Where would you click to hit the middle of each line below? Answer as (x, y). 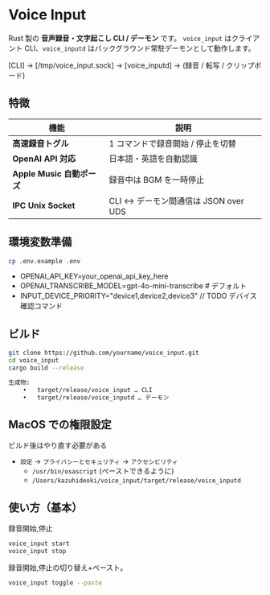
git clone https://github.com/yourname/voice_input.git (104, 353)
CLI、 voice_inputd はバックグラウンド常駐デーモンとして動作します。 (139, 48)
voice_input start (39, 544)
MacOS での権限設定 (60, 424)
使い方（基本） (45, 508)
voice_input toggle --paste (55, 583)
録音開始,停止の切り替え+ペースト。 (68, 567)
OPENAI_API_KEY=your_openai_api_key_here (94, 276)
